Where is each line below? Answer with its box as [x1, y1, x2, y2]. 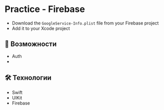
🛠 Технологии [4, 73, 52, 82]
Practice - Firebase [4, 3, 85, 15]
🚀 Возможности [4, 40, 57, 48]
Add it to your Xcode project [11, 25, 70, 31]
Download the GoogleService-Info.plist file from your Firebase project [11, 20, 159, 26]
